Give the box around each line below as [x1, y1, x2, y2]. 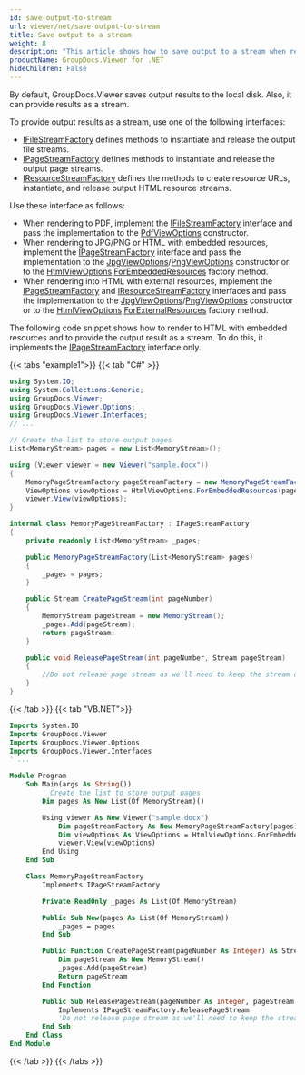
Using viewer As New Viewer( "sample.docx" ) [42, 813, 209, 822]
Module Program [9, 771, 67, 781]
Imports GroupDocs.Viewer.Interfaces [9, 746, 152, 756]
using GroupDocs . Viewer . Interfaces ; [9, 411, 148, 420]
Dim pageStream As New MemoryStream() [57, 955, 205, 965]
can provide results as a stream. [9, 98, 130, 109]
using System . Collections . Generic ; [9, 385, 144, 394]
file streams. [22, 143, 70, 155]
